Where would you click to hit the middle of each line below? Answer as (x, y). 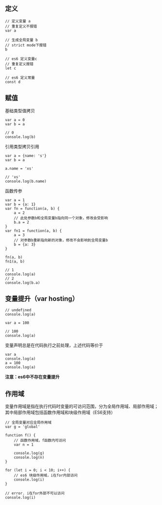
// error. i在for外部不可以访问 (35, 493)
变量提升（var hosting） (42, 299)
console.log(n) (29, 458)
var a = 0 (15, 120)
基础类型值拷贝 (20, 110)
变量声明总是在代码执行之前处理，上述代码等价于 (54, 345)
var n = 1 (24, 445)
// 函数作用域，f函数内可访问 (40, 441)
